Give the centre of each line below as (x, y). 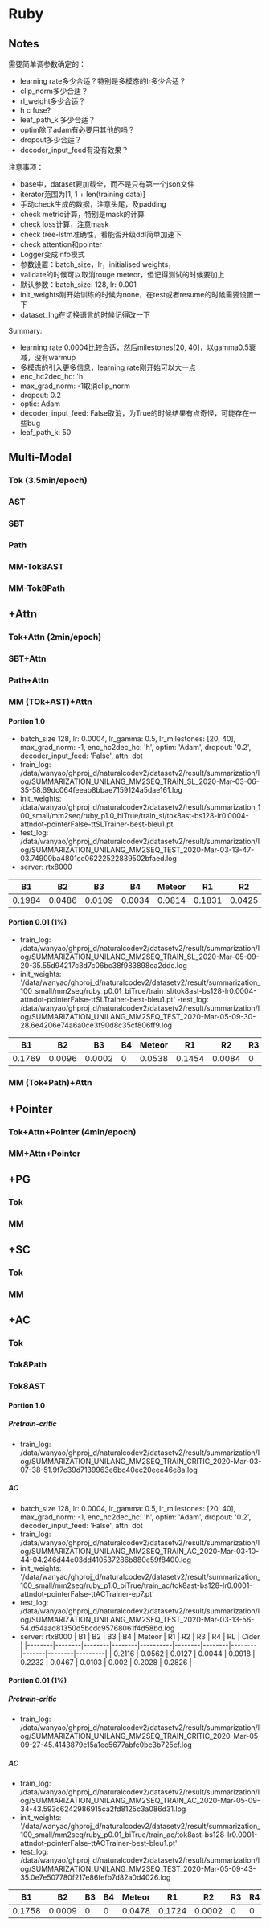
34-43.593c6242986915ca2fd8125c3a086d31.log (103, 1809)
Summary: (25, 331)
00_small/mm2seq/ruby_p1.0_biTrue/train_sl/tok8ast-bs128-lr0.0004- (134, 816)
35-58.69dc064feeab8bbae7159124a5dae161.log (101, 790)
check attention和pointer (61, 244)
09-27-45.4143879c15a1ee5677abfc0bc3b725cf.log (106, 1745)
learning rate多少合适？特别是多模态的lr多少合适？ (103, 81)
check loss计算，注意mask (64, 224)
